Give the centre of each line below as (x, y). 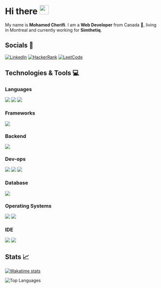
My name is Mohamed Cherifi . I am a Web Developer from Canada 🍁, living (81, 25)
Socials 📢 (19, 46)
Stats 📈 (17, 257)
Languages (19, 89)
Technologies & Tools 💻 (42, 73)
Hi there (21, 11)
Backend (16, 136)
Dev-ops (15, 159)
